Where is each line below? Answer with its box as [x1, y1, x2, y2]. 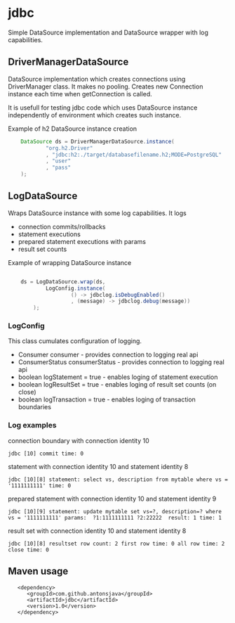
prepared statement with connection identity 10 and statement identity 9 [8, 494, 217, 503]
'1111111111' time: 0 [8, 482, 72, 489]
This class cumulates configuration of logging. [8, 337, 142, 345]
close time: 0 [8, 546, 50, 553]
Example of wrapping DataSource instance [8, 258, 132, 266]
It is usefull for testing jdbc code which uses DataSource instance [8, 103, 198, 112]
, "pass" [45, 164, 72, 172]
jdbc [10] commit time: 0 [8, 450, 83, 457]
